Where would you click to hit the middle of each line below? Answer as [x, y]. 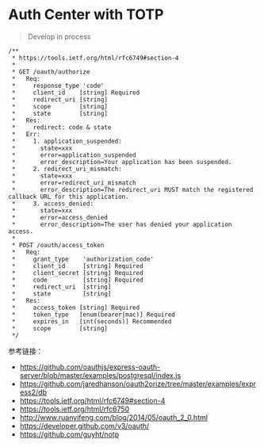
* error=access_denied [60, 217]
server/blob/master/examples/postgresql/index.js [100, 375]
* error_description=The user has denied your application [122, 224]
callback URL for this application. [69, 197]
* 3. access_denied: [52, 204]
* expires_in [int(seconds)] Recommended [92, 321]
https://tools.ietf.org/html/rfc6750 [75, 409]
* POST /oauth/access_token [58, 245]
